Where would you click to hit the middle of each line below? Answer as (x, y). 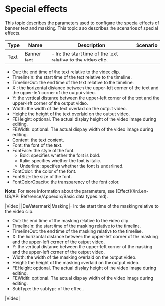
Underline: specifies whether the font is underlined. (71, 166)
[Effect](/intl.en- (132, 191)
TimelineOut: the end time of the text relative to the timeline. (73, 82)
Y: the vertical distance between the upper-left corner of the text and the (86, 98)
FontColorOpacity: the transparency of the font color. (66, 182)
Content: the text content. (38, 140)
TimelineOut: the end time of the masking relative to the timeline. (78, 231)
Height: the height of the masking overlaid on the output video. (76, 262)
